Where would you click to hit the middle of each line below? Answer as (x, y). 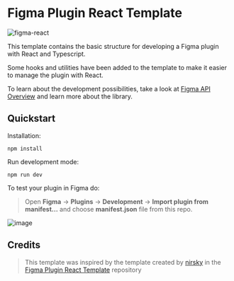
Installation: (24, 135)
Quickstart (32, 119)
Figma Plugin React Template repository (83, 270)
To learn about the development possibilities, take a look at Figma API (109, 88)
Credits (24, 245)
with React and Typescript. (46, 54)
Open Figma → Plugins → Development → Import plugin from (117, 201)
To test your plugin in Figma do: (54, 188)
